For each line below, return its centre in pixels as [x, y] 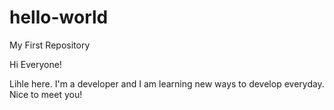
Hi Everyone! [35, 64]
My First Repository [50, 45]
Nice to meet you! [46, 94]
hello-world [59, 17]
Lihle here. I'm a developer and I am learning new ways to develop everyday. [167, 83]
